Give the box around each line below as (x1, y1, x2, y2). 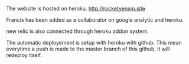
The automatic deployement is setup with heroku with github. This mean (6, 39, 182, 46)
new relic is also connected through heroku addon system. (6, 28, 149, 35)
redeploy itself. (6, 52, 43, 58)
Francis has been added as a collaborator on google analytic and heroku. (6, 16, 184, 23)
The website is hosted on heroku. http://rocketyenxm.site (6, 5, 146, 12)
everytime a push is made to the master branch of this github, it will (6, 45, 170, 52)
